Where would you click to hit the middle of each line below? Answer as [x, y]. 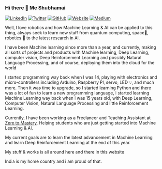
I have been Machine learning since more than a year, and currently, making [81, 47]
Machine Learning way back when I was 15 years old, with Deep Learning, [79, 98]
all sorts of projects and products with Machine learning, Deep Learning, [77, 52]
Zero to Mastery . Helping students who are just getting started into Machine [81, 123]
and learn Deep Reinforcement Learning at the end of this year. [68, 143]
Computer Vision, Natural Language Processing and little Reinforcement [77, 103]
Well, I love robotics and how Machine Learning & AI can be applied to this [79, 28]
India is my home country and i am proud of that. [53, 161]
